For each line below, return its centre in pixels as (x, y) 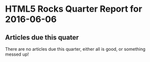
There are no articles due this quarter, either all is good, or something (75, 49)
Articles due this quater (42, 37)
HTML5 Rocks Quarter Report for (74, 9)
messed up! (17, 54)
